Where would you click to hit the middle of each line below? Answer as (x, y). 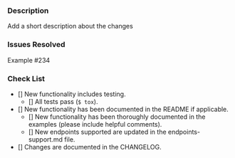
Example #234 (29, 60)
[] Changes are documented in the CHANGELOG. (89, 147)
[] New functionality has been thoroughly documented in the (117, 117)
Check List (26, 78)
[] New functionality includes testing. (72, 94)
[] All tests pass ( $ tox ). (63, 101)
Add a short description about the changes (70, 26)
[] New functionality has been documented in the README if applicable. (123, 109)
